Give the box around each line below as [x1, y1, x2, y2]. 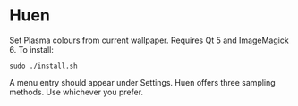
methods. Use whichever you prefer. [9, 86, 144, 97]
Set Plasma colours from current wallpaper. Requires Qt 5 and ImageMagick [9, 35, 289, 45]
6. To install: [9, 44, 54, 54]
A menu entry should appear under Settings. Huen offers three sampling [9, 77, 276, 87]
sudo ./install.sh [9, 61, 78, 70]
